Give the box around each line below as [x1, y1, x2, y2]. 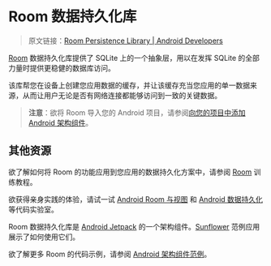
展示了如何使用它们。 [8, 232, 80, 242]
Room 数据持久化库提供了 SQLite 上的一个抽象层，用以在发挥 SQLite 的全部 [8, 53, 260, 62]
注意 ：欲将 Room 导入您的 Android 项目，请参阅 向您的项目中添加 [28, 107, 246, 118]
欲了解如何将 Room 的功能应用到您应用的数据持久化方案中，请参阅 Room [8, 167, 252, 177]
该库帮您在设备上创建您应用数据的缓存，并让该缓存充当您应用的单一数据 [8, 80, 250, 90]
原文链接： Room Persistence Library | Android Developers [28, 36, 223, 45]
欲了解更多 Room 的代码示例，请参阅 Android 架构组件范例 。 [8, 249, 212, 259]
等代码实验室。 [8, 204, 58, 214]
